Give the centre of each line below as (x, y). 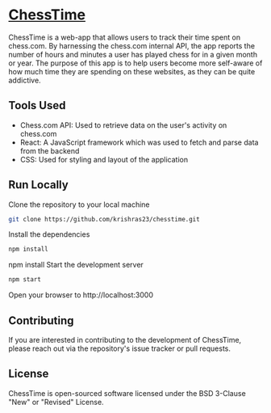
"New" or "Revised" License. (56, 402)
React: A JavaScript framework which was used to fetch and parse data (139, 142)
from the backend (50, 150)
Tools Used (37, 105)
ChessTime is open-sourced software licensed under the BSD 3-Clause (127, 393)
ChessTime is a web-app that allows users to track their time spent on (124, 37)
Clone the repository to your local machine (79, 204)
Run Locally (38, 185)
